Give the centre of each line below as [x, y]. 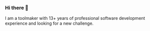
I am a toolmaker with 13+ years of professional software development [75, 18]
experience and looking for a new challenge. [49, 23]
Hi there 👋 [17, 8]
